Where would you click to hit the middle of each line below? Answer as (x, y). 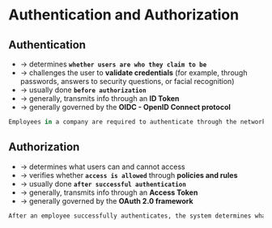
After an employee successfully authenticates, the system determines (130, 216)
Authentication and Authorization (124, 15)
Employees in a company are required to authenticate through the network (137, 122)
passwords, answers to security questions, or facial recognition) (127, 81)
